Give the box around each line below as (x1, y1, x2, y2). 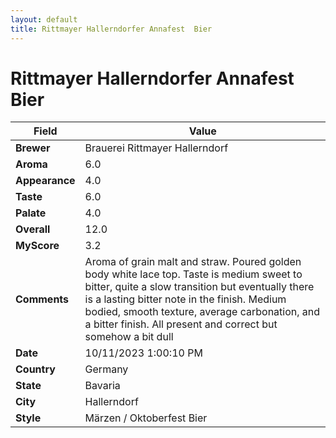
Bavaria (84, 379, 121, 393)
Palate (15, 206, 47, 220)
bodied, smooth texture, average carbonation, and (84, 305, 321, 319)
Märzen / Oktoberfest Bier (84, 411, 208, 425)
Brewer (15, 141, 51, 155)
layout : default (10, 14, 78, 25)
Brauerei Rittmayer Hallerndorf (84, 141, 229, 155)
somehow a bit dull (84, 330, 174, 344)
